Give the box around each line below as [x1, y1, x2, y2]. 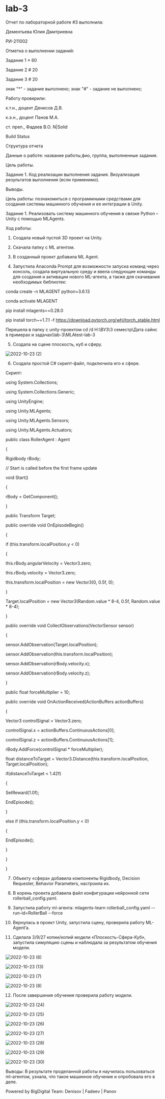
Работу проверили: [5, 95, 46, 101]
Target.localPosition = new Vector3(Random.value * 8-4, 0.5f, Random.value [5, 598, 160, 604]
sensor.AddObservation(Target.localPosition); [5, 642, 98, 648]
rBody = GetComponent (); [5, 493, 58, 499]
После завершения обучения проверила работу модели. [12, 992, 133, 998]
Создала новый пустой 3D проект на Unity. [12, 234, 103, 241]
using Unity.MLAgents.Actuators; [5, 427, 73, 433]
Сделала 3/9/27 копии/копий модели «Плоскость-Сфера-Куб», [12, 934, 146, 940]
